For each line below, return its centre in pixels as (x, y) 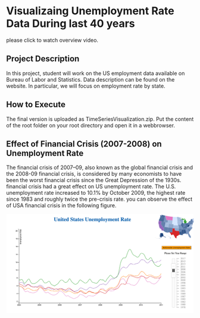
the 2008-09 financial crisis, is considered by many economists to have (94, 174)
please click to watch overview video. (52, 40)
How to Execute (36, 105)
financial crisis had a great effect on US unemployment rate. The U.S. (91, 186)
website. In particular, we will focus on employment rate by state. (86, 86)
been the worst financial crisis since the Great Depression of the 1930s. (94, 180)
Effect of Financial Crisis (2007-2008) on (84, 144)
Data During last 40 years (71, 24)
